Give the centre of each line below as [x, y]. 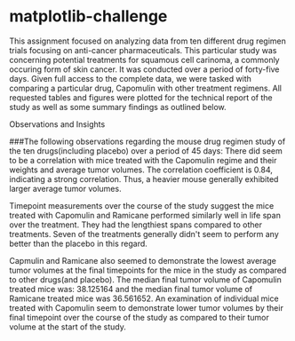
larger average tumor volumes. [65, 188]
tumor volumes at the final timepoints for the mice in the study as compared [148, 270]
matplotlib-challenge [88, 16]
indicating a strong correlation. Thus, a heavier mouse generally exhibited [144, 178]
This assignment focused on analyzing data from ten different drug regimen [148, 41]
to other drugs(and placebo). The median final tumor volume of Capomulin [145, 279]
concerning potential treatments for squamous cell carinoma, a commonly [144, 59]
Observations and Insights [57, 124]
